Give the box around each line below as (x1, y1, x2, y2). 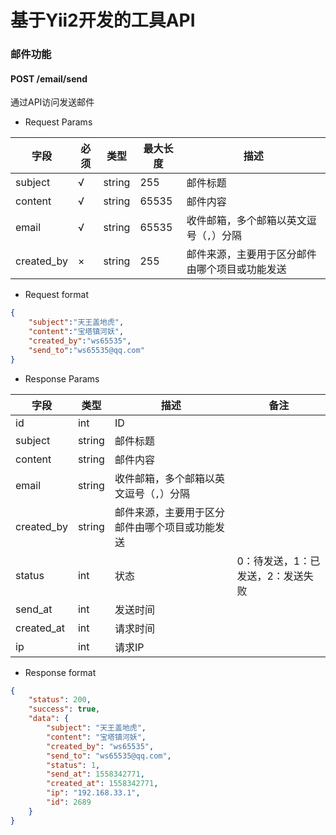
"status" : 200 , (28, 695, 92, 705)
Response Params (24, 372, 100, 385)
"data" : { (28, 714, 70, 724)
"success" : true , (28, 704, 101, 715)
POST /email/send (10, 72, 88, 85)
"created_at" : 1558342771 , (46, 779, 159, 789)
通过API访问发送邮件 (10, 96, 95, 108)
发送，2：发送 (236, 569, 304, 583)
